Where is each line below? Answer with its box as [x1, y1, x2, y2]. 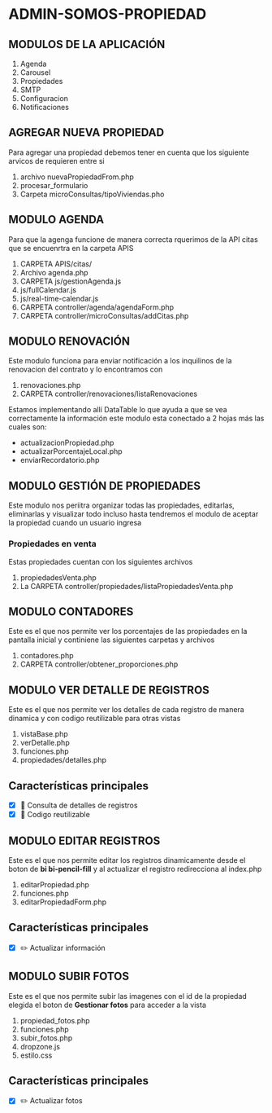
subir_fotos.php [19, 1032, 73, 1043]
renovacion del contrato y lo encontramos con [8, 364, 163, 375]
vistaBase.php [19, 729, 68, 739]
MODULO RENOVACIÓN [8, 335, 131, 349]
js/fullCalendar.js [19, 284, 77, 294]
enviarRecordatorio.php [19, 455, 100, 465]
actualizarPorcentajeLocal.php [19, 447, 123, 456]
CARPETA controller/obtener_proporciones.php [19, 659, 179, 669]
